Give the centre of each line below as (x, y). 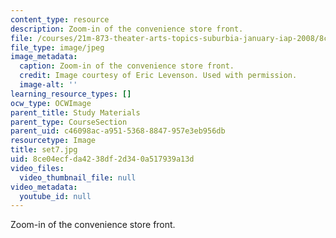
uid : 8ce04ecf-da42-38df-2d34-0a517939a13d (102, 159)
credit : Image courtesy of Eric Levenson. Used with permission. (158, 76)
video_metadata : (44, 187)
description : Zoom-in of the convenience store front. (127, 29)
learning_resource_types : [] (71, 94)
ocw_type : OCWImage (51, 103)
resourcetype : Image (53, 141)
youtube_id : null (55, 196)
